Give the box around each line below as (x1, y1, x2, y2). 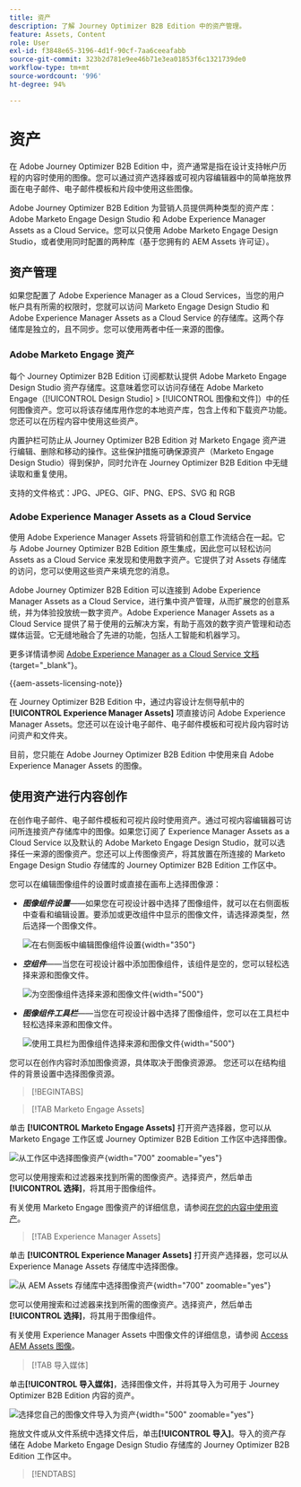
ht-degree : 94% (9, 80, 66, 89)
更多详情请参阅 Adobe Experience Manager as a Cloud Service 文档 (9, 648, 260, 659)
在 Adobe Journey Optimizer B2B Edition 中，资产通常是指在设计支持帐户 (9, 161, 279, 172)
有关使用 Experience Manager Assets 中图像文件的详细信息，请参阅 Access (9, 1329, 288, 1340)
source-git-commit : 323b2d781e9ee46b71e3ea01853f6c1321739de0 (9, 55, 246, 64)
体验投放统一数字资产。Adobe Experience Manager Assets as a (39, 607, 275, 618)
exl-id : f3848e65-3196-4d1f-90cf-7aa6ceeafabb (9, 47, 186, 56)
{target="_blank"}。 (9, 659, 82, 670)
